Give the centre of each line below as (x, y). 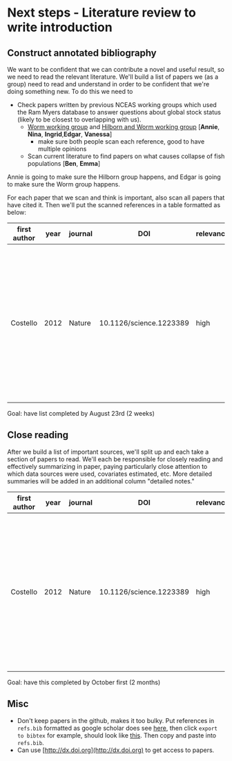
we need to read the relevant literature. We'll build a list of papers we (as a (113, 77)
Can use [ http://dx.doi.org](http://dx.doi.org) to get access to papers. (116, 750)
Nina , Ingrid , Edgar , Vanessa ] (70, 134)
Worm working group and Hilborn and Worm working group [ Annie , (123, 127)
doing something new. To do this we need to (70, 91)
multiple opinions (62, 149)
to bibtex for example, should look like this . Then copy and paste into (117, 735)
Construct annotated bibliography (82, 53)
